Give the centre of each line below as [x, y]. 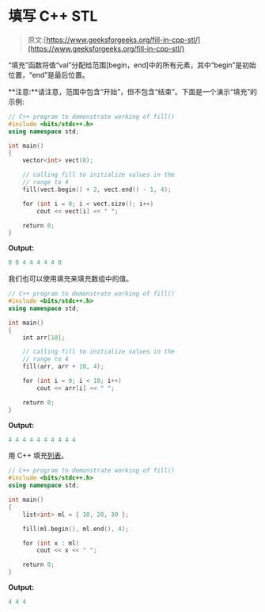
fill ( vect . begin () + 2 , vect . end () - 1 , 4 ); [97, 189]
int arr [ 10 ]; [44, 338]
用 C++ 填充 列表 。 [38, 456]
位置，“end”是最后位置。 [49, 75]
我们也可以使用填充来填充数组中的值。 [70, 279]
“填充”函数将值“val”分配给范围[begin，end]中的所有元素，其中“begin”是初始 [132, 65]
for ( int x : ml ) [51, 543]
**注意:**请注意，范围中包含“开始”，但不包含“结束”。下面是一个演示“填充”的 [133, 91]
